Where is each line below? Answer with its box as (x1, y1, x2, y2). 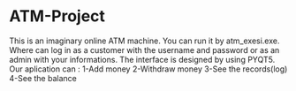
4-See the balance (9, 72, 77, 83)
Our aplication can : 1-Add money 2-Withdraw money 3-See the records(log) (9, 64, 288, 74)
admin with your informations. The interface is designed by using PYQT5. (9, 54, 276, 64)
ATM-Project (9, 6, 106, 27)
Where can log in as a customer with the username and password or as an (9, 44, 280, 55)
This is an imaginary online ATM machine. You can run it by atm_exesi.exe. (9, 35, 280, 46)
